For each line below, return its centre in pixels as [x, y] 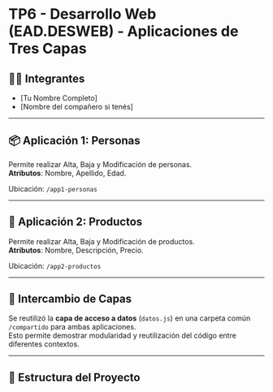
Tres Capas [48, 49]
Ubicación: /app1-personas [53, 188]
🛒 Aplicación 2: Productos [76, 222]
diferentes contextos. [44, 344]
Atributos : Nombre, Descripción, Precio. [76, 250]
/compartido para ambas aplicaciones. [72, 327]
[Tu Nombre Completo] [58, 98]
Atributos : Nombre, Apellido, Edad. [67, 173]
